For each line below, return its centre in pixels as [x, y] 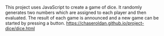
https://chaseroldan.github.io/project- [105, 23]
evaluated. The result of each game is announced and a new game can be [82, 18]
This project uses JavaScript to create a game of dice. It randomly [74, 7]
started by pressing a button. [35, 23]
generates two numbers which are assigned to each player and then [76, 12]
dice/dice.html [20, 28]
